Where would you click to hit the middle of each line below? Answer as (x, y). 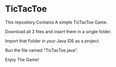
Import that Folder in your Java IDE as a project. (52, 41)
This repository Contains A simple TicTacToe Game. (56, 22)
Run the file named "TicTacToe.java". (42, 50)
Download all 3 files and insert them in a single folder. (58, 31)
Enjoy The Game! (22, 59)
